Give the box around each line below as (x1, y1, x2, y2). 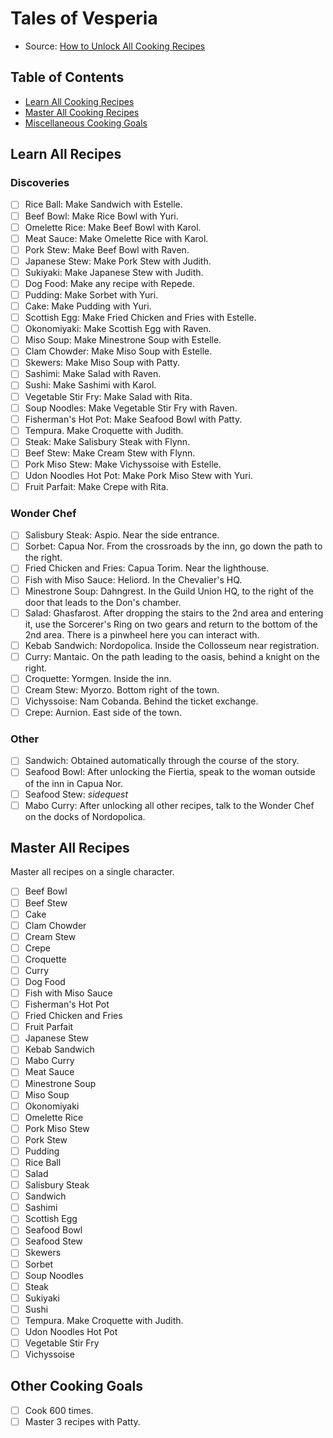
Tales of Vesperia (10, 7, 158, 30)
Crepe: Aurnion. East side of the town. (24, 707, 183, 719)
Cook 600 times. (24, 1404, 94, 1416)
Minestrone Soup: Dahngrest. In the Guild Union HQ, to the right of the (24, 585, 315, 597)
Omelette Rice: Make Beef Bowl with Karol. (24, 221, 202, 233)
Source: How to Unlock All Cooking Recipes (24, 40, 206, 52)
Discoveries (10, 176, 70, 190)
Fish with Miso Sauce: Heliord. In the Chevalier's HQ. (24, 573, 243, 586)
